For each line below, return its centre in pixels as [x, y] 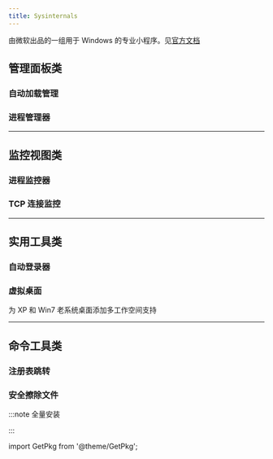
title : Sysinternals [43, 16]
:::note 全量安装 [35, 414]
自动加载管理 [34, 93]
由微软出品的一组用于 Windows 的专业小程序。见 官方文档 [104, 40]
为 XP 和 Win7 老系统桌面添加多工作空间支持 [82, 310]
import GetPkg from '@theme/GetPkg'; [73, 446]
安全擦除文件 [34, 395]
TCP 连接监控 [35, 204]
